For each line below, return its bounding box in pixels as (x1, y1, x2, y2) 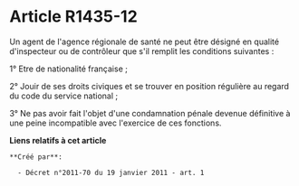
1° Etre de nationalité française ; (9, 63, 129, 74)
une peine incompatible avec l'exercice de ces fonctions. (9, 117, 222, 128)
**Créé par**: (9, 152, 63, 162)
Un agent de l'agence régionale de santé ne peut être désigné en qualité (9, 36, 279, 47)
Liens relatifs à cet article (9, 135, 107, 145)
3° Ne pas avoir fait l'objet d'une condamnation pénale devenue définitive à (9, 107, 291, 118)
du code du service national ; (9, 90, 119, 101)
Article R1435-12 (9, 6, 138, 27)
